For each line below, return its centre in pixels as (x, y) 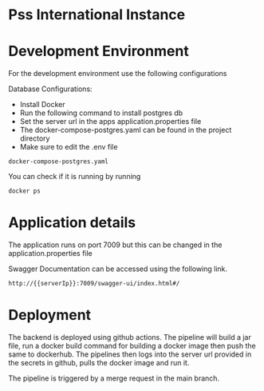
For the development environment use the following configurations (118, 74)
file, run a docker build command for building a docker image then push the (132, 346)
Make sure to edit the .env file (69, 147)
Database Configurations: (51, 89)
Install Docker (42, 105)
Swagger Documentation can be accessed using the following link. (118, 269)
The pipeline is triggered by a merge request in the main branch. (114, 378)
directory (35, 138)
